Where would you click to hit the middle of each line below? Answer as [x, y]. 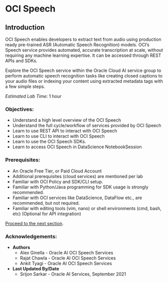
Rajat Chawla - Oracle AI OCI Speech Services [68, 258]
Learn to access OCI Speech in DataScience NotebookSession [77, 147]
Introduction [25, 27]
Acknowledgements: [31, 236]
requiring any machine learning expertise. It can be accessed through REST [83, 55]
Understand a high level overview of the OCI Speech [67, 120]
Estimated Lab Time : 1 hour [33, 96]
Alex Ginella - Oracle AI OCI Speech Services [67, 252]
